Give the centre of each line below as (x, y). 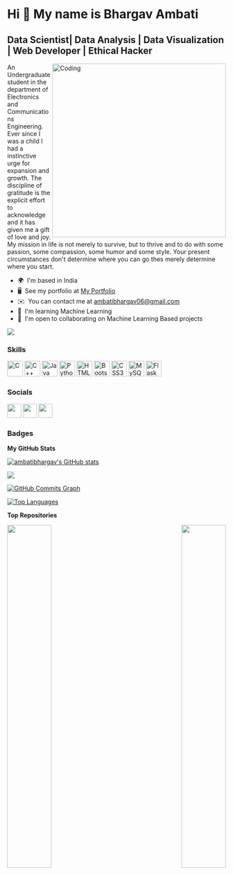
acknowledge (27, 215)
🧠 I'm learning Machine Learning (64, 311)
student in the (27, 82)
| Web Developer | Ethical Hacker (80, 50)
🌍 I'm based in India (48, 280)
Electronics (23, 97)
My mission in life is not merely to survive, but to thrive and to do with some (115, 244)
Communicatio (28, 111)
